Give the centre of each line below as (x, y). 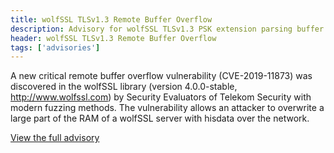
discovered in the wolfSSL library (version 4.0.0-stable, (124, 87)
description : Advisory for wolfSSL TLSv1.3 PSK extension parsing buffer (167, 29)
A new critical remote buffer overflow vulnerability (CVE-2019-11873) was (161, 76)
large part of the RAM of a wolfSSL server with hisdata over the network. (160, 118)
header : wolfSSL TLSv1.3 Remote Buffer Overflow (113, 38)
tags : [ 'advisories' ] (55, 47)
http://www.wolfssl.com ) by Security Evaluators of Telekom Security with (161, 97)
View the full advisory (55, 138)
